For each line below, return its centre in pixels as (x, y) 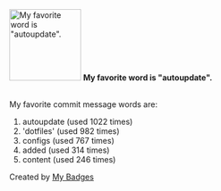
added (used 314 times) (66, 150)
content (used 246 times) (69, 159)
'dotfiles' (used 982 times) (71, 131)
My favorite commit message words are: (84, 104)
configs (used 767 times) (68, 141)
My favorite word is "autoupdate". (148, 78)
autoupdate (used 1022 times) (77, 121)
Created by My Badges (51, 177)
